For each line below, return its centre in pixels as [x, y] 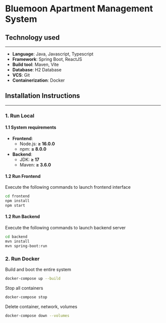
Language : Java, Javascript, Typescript [53, 54]
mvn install [17, 241]
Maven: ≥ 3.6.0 [35, 164]
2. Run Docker [22, 259]
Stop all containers [24, 288]
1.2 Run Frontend [23, 176]
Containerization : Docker [39, 80]
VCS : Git [21, 75]
